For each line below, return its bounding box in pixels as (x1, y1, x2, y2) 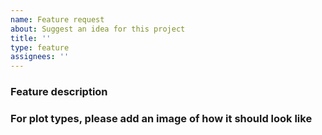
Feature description (10, 85, 108, 99)
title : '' (10, 33, 52, 43)
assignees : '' (10, 52, 70, 62)
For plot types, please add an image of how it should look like (10, 111, 313, 125)
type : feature (10, 42, 70, 53)
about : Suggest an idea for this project (10, 24, 186, 34)
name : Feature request (10, 14, 105, 25)
